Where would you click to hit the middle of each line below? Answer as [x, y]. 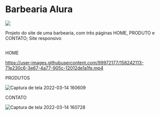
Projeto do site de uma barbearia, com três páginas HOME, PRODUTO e [80, 33]
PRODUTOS [18, 78]
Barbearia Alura [39, 9]
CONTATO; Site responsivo [33, 38]
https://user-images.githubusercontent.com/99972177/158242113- [74, 63]
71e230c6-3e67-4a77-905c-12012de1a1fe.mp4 [54, 68]
